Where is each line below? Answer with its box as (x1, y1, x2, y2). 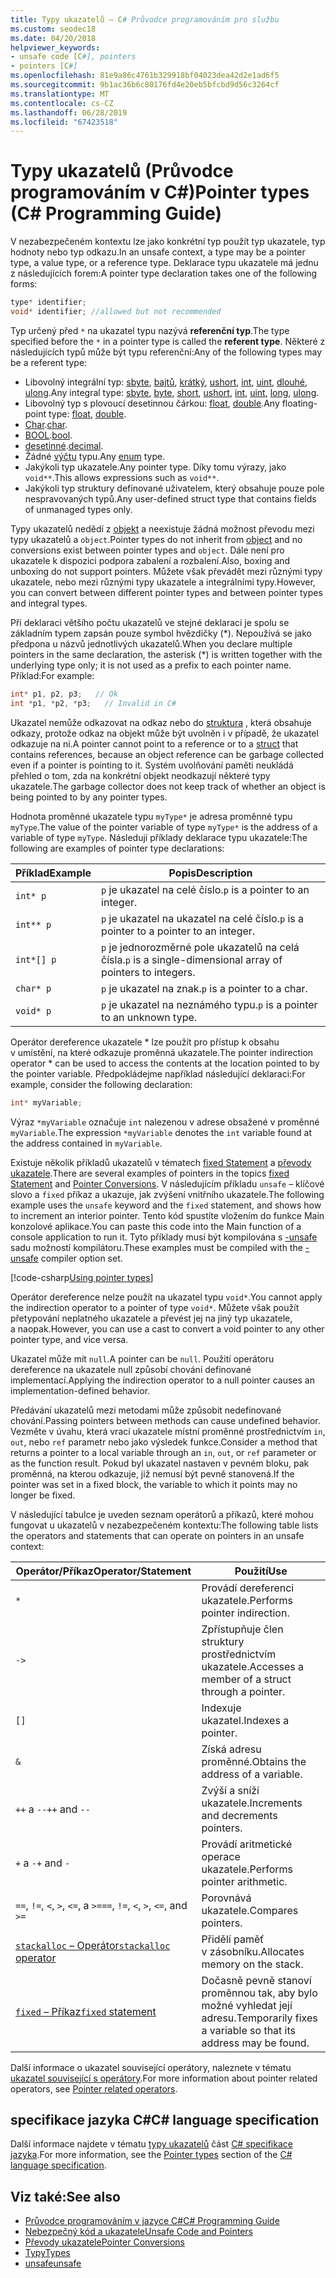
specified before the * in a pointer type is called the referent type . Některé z (10, 335, 326, 347)
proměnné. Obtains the (201, 1754, 307, 1768)
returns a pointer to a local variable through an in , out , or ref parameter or (10, 1446, 317, 1458)
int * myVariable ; (10, 1097, 83, 1108)
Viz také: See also (10, 2188, 121, 2205)
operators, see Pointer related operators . (10, 2082, 178, 2095)
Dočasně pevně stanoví (201, 1973, 312, 1987)
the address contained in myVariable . (10, 1137, 163, 1149)
